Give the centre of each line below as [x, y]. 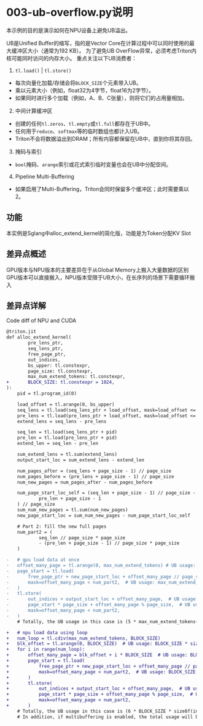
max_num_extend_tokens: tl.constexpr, [77, 377]
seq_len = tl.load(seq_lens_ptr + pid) [67, 432]
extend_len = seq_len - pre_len [58, 444]
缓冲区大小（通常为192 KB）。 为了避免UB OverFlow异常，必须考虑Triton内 [104, 50]
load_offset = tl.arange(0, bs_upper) [66, 404]
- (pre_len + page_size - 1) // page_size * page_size [109, 543]
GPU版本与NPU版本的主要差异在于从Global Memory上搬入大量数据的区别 [98, 270]
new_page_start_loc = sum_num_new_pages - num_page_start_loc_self [104, 515]
